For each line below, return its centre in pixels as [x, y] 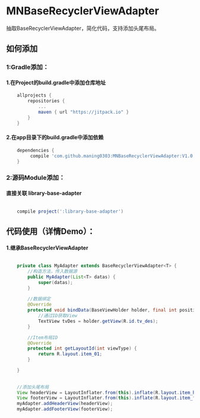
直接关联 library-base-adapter [44, 193]
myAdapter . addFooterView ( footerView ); [65, 409]
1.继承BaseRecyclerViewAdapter [47, 248]
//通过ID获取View [57, 316]
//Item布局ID [43, 338]
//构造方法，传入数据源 [52, 272]
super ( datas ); [55, 282]
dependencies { [36, 150]
